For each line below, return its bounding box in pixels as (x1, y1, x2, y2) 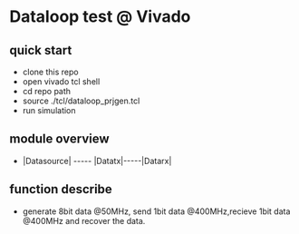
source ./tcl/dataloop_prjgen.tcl (22, 95, 140, 106)
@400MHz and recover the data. (22, 215, 146, 226)
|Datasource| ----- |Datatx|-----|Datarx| (22, 155, 172, 166)
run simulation (22, 105, 76, 115)
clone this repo (22, 66, 79, 77)
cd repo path (22, 86, 71, 96)
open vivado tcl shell (22, 76, 101, 87)
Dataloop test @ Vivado (9, 6, 191, 27)
